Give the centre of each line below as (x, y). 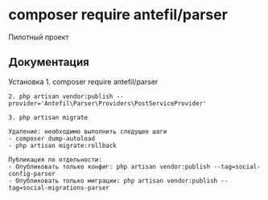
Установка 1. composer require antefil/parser (83, 81)
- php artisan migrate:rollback (62, 145)
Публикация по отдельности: (56, 159)
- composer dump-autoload (52, 138)
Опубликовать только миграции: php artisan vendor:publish (117, 181)
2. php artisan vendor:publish (61, 96)
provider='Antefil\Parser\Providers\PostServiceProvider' (107, 103)
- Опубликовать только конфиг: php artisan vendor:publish (109, 166)
